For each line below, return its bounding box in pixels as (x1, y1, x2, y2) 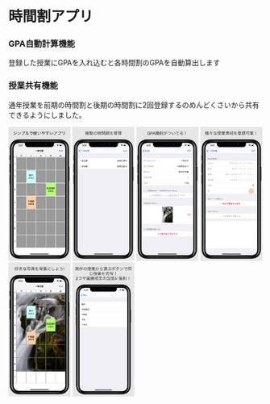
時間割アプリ (8, 7, 94, 26)
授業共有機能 (8, 80, 59, 91)
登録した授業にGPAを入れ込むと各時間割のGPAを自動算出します (8, 58, 221, 68)
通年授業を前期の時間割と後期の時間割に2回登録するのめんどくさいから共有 (8, 100, 260, 110)
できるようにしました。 (8, 110, 86, 119)
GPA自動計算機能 (8, 38, 75, 49)
